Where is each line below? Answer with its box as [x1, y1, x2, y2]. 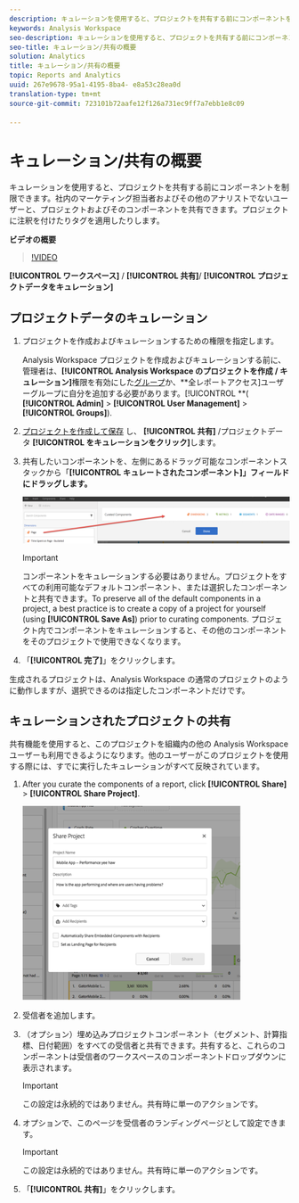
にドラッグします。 [21, 478, 93, 490]
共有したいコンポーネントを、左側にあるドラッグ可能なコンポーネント [21, 456, 280, 467]
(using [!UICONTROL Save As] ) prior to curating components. [21, 614, 249, 624]
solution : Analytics [9, 52, 86, 62]
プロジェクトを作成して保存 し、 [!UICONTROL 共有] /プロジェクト [21, 426, 269, 437]
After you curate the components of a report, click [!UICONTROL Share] [21, 779, 287, 789]
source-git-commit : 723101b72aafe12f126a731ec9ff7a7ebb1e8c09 [9, 99, 245, 108]
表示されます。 [21, 1062, 77, 1074]
